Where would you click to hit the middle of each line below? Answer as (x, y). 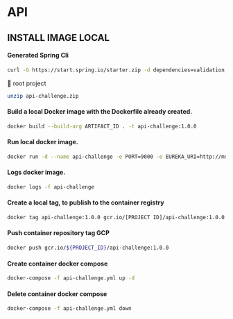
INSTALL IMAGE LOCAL (58, 38)
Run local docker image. (43, 142)
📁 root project (27, 83)
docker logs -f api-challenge (51, 187)
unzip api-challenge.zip (43, 96)
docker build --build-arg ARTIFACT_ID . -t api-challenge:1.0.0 (102, 126)
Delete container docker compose (57, 294)
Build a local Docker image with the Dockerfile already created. (100, 112)
